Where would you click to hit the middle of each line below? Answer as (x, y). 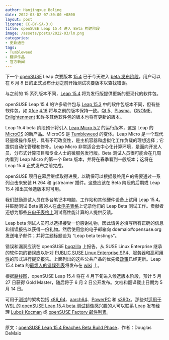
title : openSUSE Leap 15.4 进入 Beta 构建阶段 (53, 29)
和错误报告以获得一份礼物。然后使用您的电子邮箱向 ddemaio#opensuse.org (83, 229)
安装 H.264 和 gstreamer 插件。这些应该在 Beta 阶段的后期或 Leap (91, 183)
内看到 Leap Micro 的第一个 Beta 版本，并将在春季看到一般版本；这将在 (79, 159)
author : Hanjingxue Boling (33, 10)
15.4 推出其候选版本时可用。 (34, 189)
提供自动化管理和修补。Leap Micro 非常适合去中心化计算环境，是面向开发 (81, 147)
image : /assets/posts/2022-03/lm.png (45, 33)
